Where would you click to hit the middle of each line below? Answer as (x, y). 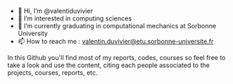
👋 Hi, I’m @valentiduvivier (55, 11)
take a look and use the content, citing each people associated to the (109, 65)
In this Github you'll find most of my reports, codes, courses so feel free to (116, 58)
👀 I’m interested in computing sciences (74, 18)
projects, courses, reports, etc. (53, 73)
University (33, 33)
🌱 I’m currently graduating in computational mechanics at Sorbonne (117, 26)
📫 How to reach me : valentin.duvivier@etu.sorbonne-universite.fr (115, 41)
